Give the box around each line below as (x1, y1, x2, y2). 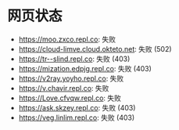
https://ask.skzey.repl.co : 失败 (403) (18, 103, 136, 112)
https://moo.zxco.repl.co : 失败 (18, 34, 116, 44)
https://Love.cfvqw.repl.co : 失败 (18, 93, 122, 103)
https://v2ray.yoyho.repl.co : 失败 (18, 74, 124, 83)
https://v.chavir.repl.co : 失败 (18, 83, 109, 92)
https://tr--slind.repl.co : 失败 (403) (18, 54, 131, 63)
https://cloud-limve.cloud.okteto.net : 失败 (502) (18, 44, 173, 53)
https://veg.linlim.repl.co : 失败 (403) (18, 113, 135, 122)
